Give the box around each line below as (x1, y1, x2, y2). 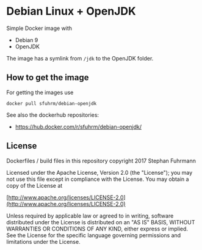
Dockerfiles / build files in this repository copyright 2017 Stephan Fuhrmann (6, 157, 197, 164)
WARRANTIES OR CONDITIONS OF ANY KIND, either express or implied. (6, 225, 188, 232)
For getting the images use (6, 89, 74, 96)
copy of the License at (6, 182, 63, 189)
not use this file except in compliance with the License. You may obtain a (6, 175, 189, 183)
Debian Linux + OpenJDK (6, 4, 136, 18)
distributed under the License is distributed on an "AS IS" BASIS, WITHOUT (6, 218, 195, 226)
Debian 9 (15, 36, 38, 43)
